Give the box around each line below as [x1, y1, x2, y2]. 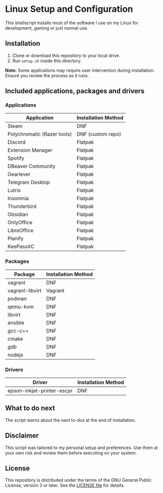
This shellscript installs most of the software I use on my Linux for [5, 20, 139, 26]
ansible [7, 319, 25, 326]
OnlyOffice [7, 219, 33, 226]
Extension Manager [7, 147, 53, 154]
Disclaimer [5, 431, 39, 440]
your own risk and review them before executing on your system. [5, 450, 137, 455]
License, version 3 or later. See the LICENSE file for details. [5, 483, 125, 489]
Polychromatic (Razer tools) [7, 131, 72, 138]
